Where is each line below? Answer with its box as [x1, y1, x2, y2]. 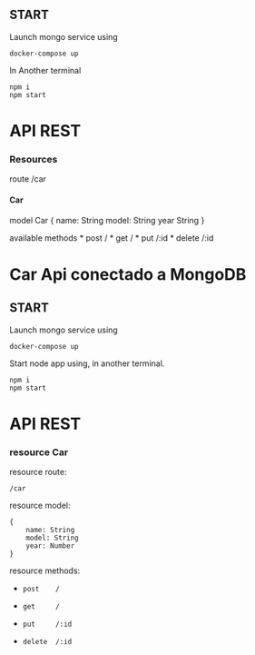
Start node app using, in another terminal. [9, 358, 165, 369]
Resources [9, 153, 58, 165]
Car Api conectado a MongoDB [9, 263, 247, 284]
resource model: [9, 500, 71, 511]
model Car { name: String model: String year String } [9, 214, 205, 225]
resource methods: [9, 565, 81, 576]
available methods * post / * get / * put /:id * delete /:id [9, 232, 214, 243]
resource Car [9, 445, 69, 458]
